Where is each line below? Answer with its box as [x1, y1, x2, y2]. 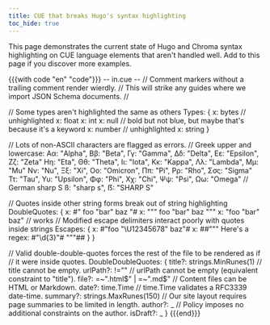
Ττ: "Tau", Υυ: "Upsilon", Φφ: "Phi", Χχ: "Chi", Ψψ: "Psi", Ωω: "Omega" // [8, 174, 249, 184]
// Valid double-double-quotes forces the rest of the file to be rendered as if [8, 248, 261, 258]
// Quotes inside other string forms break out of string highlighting [8, 198, 228, 208]
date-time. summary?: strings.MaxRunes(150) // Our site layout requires [8, 291, 247, 301]
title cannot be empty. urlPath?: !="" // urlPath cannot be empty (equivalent [8, 265, 259, 275]
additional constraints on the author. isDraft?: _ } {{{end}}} [8, 308, 201, 318]
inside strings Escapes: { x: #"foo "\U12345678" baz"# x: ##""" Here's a [8, 223, 249, 234]
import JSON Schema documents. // [8, 91, 129, 101]
